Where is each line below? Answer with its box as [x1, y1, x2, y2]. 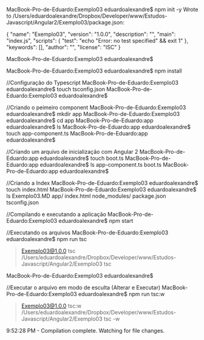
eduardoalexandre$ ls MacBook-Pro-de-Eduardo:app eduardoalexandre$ [6, 123, 191, 131]
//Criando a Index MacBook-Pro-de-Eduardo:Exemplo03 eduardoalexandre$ [6, 179, 199, 186]
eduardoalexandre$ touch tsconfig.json [6, 85, 105, 93]
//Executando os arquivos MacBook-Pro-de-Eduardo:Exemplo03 [6, 229, 169, 236]
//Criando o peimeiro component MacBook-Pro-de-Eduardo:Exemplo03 [6, 104, 186, 111]
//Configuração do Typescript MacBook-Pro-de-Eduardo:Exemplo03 [6, 79, 178, 86]
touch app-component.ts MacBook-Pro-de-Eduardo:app [6, 130, 148, 137]
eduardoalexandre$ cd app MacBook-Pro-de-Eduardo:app [6, 117, 154, 124]
